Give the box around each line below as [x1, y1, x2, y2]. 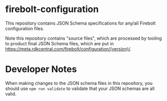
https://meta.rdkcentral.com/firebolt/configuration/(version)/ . [5, 46, 132, 52]
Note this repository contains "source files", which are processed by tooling [5, 35, 162, 41]
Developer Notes [5, 64, 77, 75]
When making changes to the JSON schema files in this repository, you [5, 80, 153, 86]
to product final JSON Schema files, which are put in [5, 40, 114, 46]
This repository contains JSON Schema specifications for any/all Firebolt [5, 20, 156, 26]
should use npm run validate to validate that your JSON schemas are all [5, 85, 155, 91]
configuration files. [5, 25, 44, 31]
